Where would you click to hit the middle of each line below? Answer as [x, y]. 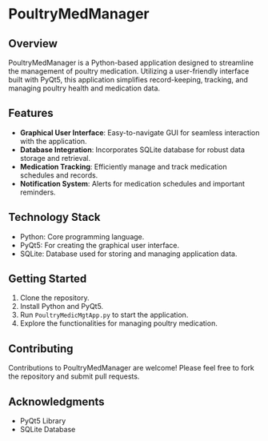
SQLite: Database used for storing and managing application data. [128, 254]
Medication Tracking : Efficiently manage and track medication [123, 166]
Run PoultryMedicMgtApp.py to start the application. [104, 315]
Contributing [41, 349]
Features [31, 113]
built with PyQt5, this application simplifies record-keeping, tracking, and [128, 80]
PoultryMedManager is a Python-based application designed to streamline [131, 62]
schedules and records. [59, 175]
